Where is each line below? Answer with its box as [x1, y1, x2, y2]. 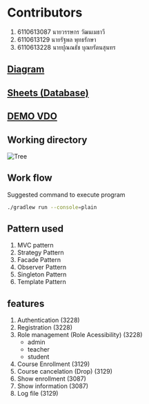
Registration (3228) [17, 323, 73, 332]
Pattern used [7, 223, 64, 234]
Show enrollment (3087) [17, 374, 86, 383]
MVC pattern [17, 241, 54, 250]
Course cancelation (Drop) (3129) [17, 367, 112, 376]
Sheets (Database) [7, 87, 89, 99]
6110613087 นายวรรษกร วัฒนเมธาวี [17, 28, 106, 36]
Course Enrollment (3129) [17, 360, 90, 368]
